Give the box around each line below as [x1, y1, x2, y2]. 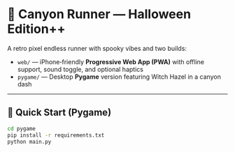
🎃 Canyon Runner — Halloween [7, 6, 191, 22]
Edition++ [7, 21, 66, 37]
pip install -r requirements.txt [7, 132, 105, 139]
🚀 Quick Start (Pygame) [7, 107, 112, 119]
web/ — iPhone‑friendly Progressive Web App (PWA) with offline [17, 57, 205, 66]
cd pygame [7, 125, 36, 132]
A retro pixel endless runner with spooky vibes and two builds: [7, 44, 187, 52]
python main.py [7, 138, 52, 145]
